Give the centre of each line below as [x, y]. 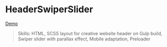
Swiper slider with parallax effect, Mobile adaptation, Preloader [84, 39]
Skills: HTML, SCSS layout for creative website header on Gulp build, [90, 33]
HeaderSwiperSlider [49, 9]
